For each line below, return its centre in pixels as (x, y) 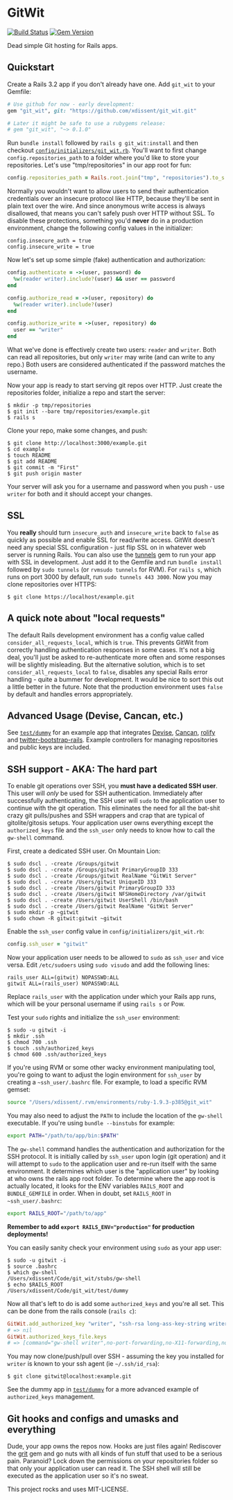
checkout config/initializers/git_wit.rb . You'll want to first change (107, 150)
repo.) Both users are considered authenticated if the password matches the (116, 364)
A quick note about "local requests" (86, 618)
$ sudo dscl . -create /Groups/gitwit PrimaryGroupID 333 (93, 870)
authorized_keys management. (51, 1397)
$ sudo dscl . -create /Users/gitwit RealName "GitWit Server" (101, 906)
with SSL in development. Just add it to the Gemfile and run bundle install (115, 562)
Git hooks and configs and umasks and (93, 1418)
